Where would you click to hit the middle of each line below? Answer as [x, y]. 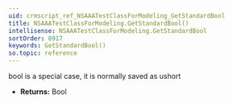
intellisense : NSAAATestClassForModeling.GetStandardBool [108, 31]
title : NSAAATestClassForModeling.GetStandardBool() [99, 23]
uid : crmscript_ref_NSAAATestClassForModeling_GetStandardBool [117, 16]
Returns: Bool [43, 92]
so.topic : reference [43, 53]
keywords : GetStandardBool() [57, 46]
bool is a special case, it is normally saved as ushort [95, 76]
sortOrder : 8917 [35, 38]
